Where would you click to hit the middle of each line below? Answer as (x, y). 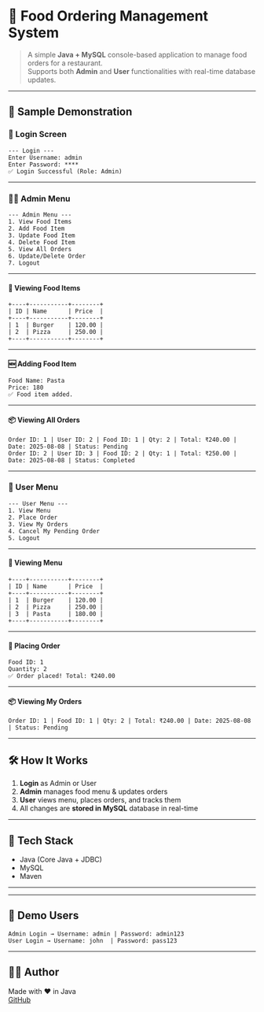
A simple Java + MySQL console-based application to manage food (137, 54)
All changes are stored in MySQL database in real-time (109, 808)
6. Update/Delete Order (47, 256)
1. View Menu (29, 510)
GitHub (20, 999)
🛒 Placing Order (34, 646)
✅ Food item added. (40, 395)
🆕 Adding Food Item (42, 363)
